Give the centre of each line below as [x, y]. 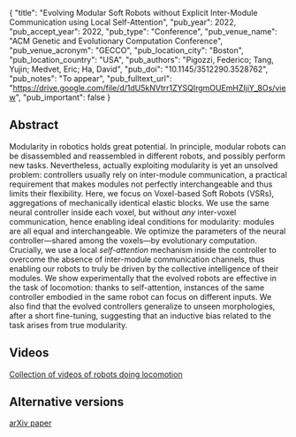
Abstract [34, 125]
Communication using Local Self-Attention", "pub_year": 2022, [123, 22]
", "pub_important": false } [63, 97]
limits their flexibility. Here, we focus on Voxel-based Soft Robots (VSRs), [142, 193]
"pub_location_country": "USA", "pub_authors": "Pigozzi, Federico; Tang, [141, 60]
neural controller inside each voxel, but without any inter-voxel [123, 212]
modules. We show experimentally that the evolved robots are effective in [143, 278]
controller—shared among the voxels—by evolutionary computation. [133, 240]
